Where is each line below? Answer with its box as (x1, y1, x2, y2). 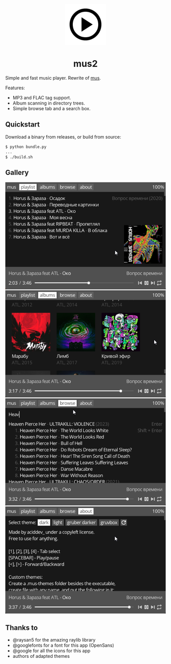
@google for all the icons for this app (12, 648, 91, 654)
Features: (5, 85, 25, 91)
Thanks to (5, 623, 38, 632)
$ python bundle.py (5, 144, 47, 149)
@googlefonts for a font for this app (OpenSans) (12, 642, 115, 649)
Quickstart (5, 120, 40, 129)
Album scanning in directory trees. (12, 100, 85, 106)
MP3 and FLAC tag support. (12, 94, 71, 100)
